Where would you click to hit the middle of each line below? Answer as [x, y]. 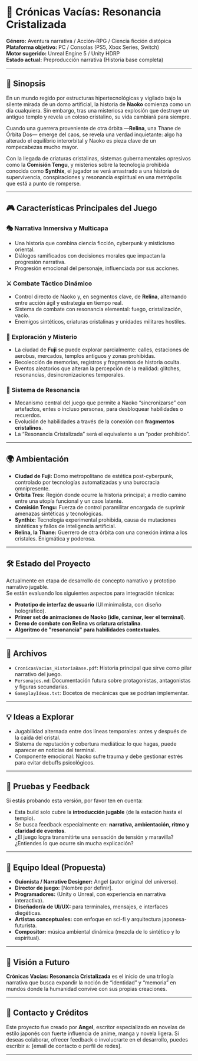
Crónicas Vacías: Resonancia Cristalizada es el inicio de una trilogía [90, 976]
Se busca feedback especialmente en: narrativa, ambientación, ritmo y [102, 825]
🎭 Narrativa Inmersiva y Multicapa [57, 228]
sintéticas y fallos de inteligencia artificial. [65, 526]
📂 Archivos [27, 654]
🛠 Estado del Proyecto [49, 563]
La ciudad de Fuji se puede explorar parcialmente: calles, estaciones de [102, 350]
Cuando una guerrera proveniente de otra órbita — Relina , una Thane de [94, 128]
